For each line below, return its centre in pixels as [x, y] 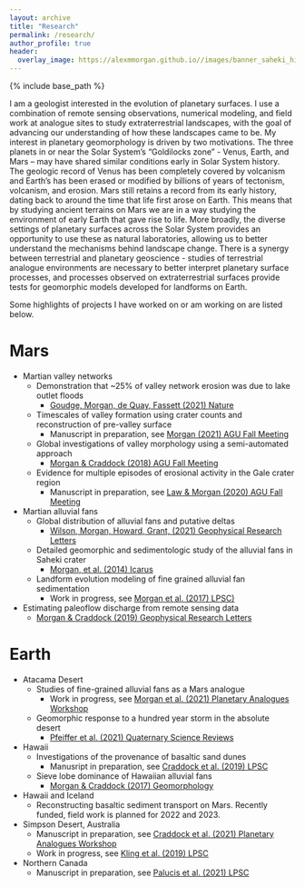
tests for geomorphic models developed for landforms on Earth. [128, 287]
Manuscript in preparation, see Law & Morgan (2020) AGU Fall [166, 492]
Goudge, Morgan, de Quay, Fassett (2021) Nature [142, 404]
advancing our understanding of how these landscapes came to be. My [143, 132]
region [48, 482]
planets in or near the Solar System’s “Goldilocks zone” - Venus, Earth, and [149, 152]
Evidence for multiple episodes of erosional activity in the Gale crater [165, 473]
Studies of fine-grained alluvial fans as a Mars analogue [140, 689]
